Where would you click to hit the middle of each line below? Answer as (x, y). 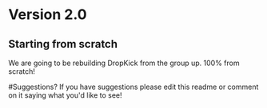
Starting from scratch (63, 44)
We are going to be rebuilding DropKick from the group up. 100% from (124, 63)
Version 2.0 (48, 15)
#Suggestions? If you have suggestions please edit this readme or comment (133, 87)
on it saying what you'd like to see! (65, 95)
